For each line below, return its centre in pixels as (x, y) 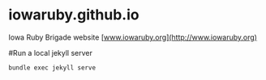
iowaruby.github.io (74, 15)
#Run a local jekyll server (51, 53)
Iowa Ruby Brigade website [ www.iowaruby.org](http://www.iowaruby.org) (133, 37)
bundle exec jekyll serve (52, 67)
